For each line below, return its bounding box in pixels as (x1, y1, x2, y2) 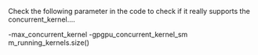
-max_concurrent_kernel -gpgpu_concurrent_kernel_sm (8, 30, 188, 39)
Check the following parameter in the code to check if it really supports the (8, 7, 251, 15)
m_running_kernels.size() (8, 38, 90, 47)
